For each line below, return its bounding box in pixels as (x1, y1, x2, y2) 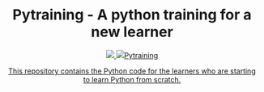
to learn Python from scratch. (83, 74, 181, 84)
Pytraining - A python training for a (12, 6, 252, 24)
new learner (90, 23, 174, 41)
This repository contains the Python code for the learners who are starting (7, 66, 257, 76)
